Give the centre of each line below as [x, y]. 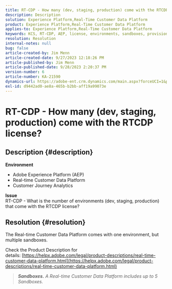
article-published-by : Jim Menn [40, 63]
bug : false [17, 48]
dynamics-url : [20, 81]
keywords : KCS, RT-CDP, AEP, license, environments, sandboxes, [75, 34]
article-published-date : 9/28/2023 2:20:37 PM [56, 67]
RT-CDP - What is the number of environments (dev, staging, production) [82, 201]
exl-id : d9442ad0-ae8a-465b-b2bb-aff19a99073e [56, 86]
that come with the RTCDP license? [42, 206]
